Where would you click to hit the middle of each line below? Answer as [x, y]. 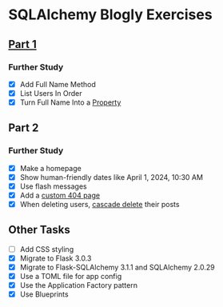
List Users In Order [51, 93]
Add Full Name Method [58, 84]
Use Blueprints [44, 294]
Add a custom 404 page [60, 195]
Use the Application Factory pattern [79, 285]
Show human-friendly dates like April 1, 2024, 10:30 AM [111, 177]
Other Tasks [39, 230]
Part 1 [23, 44]
